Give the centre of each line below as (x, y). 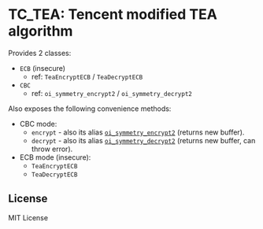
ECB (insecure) (42, 68)
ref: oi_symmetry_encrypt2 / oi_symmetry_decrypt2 (112, 93)
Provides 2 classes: (40, 53)
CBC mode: (38, 124)
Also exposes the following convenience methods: (90, 109)
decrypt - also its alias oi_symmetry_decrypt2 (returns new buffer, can (143, 140)
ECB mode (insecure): (55, 157)
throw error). (52, 149)
